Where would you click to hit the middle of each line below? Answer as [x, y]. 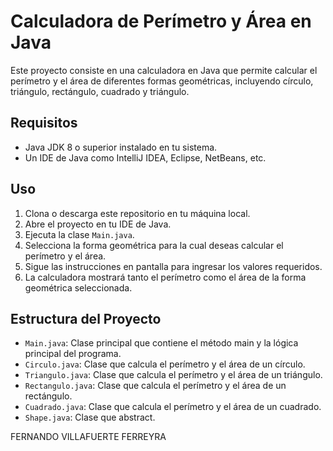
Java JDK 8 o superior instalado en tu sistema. [121, 147]
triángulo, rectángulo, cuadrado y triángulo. [100, 91]
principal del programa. [73, 354]
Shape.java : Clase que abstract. [90, 417]
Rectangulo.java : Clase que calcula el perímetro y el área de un [155, 386]
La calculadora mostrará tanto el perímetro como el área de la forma [165, 277]
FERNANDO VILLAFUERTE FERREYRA [88, 437]
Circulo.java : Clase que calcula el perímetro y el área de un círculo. [165, 364]
